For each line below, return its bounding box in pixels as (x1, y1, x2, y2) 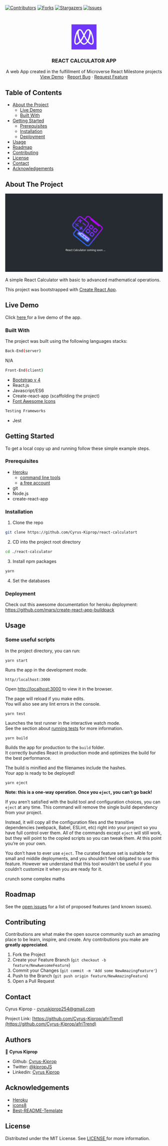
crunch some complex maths (5, 876, 65, 882)
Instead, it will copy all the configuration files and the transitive (5, 819, 134, 825)
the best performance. (5, 755, 51, 761)
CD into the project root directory (12, 538, 81, 545)
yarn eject (5, 780, 28, 785)
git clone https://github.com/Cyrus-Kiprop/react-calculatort (5, 530, 137, 535)
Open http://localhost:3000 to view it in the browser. (5, 686, 113, 692)
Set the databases (12, 578, 50, 584)
